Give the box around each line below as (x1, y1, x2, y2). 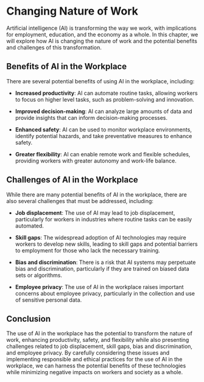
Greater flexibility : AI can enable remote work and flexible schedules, (15, 150, 191, 158)
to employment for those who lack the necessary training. (15, 246, 160, 254)
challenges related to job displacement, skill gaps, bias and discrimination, (6, 342, 193, 350)
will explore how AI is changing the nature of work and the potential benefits (6, 37, 198, 44)
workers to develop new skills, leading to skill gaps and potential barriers (15, 240, 198, 248)
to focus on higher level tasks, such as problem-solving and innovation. (15, 95, 195, 103)
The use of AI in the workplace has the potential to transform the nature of (6, 330, 193, 337)
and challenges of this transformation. (6, 44, 102, 51)
